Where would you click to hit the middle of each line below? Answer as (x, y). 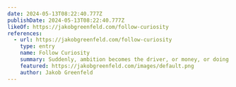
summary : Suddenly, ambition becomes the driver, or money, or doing (125, 60)
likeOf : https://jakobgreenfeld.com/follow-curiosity (88, 27)
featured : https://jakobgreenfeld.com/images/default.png (107, 66)
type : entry (37, 46)
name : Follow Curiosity (55, 53)
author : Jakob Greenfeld (57, 72)
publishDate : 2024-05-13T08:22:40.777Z (66, 20)
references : (25, 33)
